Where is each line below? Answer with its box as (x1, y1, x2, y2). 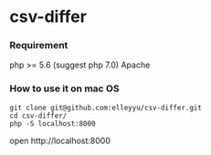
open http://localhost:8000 (9, 135, 111, 146)
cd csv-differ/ (9, 111, 68, 120)
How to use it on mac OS (9, 82, 121, 95)
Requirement (9, 39, 69, 52)
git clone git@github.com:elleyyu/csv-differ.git (9, 103, 203, 112)
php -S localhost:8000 (9, 119, 96, 129)
